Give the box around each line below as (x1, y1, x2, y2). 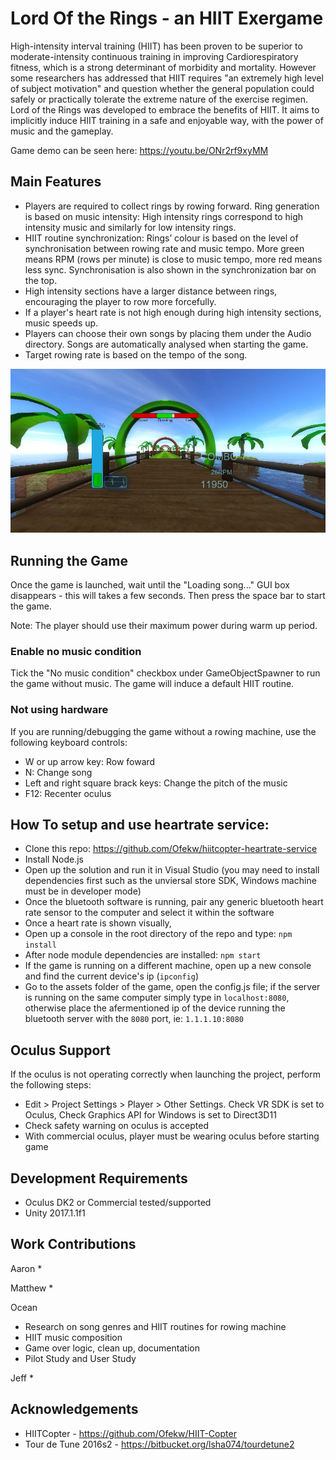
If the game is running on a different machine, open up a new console (24, 960, 312, 972)
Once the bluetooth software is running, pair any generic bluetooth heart (24, 896, 324, 908)
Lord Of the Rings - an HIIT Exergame (10, 7, 324, 30)
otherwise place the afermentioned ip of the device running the (24, 1002, 286, 1014)
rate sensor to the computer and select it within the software (24, 907, 275, 919)
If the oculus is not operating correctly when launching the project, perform (10, 1068, 321, 1081)
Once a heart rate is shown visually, (24, 917, 172, 929)
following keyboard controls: (10, 736, 128, 748)
